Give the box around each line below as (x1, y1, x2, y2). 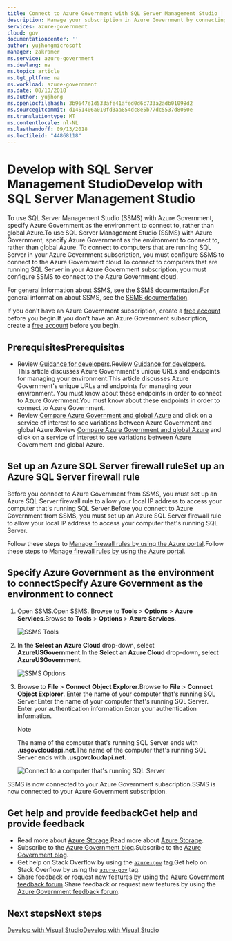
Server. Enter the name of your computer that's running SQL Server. (17, 697, 209, 705)
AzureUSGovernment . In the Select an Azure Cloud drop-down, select (17, 648, 219, 657)
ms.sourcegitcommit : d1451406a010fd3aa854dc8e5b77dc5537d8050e (7, 106, 193, 113)
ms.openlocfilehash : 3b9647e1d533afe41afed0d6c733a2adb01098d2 (7, 100, 193, 107)
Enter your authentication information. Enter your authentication (17, 704, 197, 712)
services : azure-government (7, 23, 88, 30)
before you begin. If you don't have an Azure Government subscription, (7, 314, 209, 322)
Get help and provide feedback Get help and (7, 807, 198, 819)
